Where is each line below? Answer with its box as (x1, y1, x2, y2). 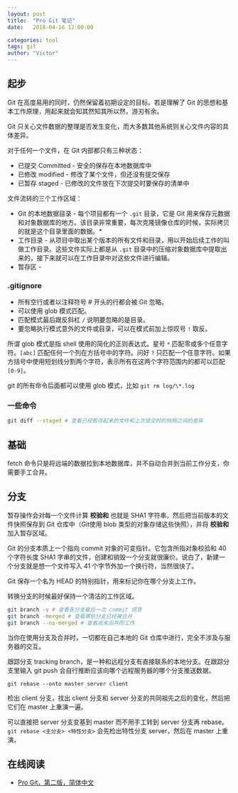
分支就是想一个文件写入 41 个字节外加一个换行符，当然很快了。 (13, 561, 198, 570)
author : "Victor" (7, 50, 59, 57)
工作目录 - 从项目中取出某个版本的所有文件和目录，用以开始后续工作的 (17, 235, 224, 244)
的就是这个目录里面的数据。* (17, 227, 102, 235)
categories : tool (7, 36, 59, 43)
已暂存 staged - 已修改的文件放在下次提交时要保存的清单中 (17, 179, 190, 187)
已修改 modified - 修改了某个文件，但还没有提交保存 (17, 170, 171, 179)
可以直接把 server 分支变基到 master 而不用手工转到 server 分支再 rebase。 (7, 718, 229, 726)
